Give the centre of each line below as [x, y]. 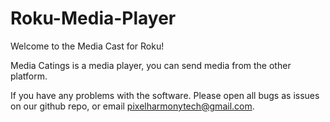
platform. [29, 76]
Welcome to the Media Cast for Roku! [87, 46]
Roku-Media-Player [93, 18]
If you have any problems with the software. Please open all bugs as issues [165, 95]
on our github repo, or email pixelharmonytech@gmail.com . [132, 106]
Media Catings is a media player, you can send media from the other [151, 65]
